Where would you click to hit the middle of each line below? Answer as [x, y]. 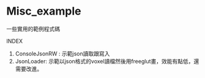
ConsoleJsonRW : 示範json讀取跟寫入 [62, 54]
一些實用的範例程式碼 [33, 29]
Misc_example [44, 11]
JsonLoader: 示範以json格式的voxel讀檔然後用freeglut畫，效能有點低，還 [107, 61]
